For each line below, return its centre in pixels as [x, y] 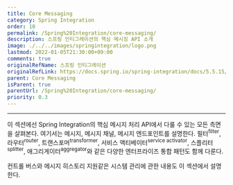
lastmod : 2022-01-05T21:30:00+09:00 [60, 53]
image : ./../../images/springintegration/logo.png [82, 46]
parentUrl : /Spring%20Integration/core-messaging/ [82, 91]
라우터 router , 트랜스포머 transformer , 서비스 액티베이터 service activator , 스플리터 [110, 141]
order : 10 [21, 26]
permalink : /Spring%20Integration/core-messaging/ [82, 33]
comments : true [29, 59]
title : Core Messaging [40, 14]
